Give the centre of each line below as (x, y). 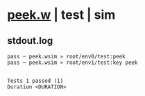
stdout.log (30, 41)
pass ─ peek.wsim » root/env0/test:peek (67, 56)
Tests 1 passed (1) (35, 81)
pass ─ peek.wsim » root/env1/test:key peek (72, 63)
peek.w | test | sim (61, 15)
